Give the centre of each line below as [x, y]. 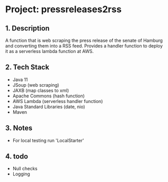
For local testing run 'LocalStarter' [48, 140]
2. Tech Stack [27, 67]
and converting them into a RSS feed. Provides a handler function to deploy [84, 46]
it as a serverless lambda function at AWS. [49, 51]
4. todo [17, 157]
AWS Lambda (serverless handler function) [58, 101]
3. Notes [19, 128]
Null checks [25, 169]
